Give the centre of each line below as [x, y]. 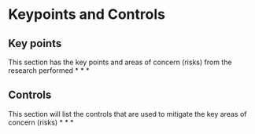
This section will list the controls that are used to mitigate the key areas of [128, 114]
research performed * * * [49, 71]
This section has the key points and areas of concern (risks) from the [120, 62]
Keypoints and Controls [87, 14]
